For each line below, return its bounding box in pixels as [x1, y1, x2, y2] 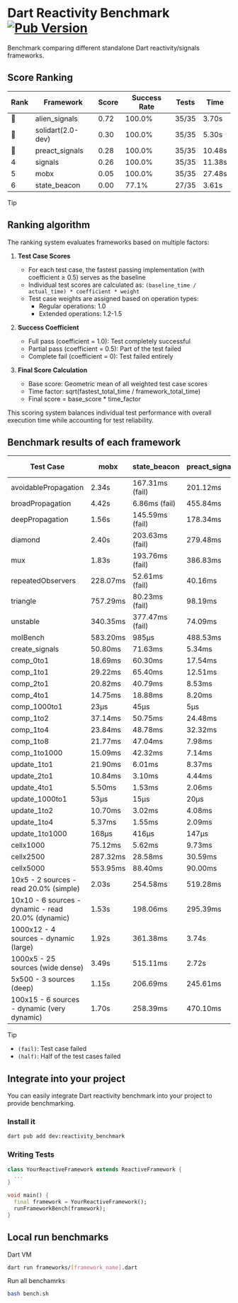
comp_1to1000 [11, 748, 63, 758]
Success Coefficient [17, 323, 79, 332]
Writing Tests [7, 1150, 55, 1160]
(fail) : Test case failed [17, 1045, 87, 1053]
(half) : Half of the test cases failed [17, 1052, 121, 1061]
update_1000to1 [11, 794, 67, 804]
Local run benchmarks [7, 1231, 109, 1243]
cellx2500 [11, 852, 45, 862]
